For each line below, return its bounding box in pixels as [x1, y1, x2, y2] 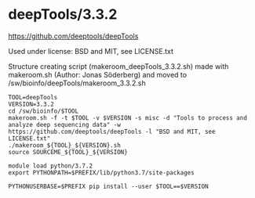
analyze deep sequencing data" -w [8, 121, 122, 128]
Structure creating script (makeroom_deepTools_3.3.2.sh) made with [8, 61, 229, 71]
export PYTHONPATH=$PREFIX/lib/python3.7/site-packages [8, 168, 195, 177]
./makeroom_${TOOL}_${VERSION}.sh [8, 141, 122, 149]
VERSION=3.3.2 [8, 100, 55, 108]
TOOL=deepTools [8, 93, 58, 101]
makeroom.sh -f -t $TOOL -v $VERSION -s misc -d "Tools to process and [8, 113, 247, 122]
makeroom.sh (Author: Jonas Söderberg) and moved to [8, 70, 187, 79]
